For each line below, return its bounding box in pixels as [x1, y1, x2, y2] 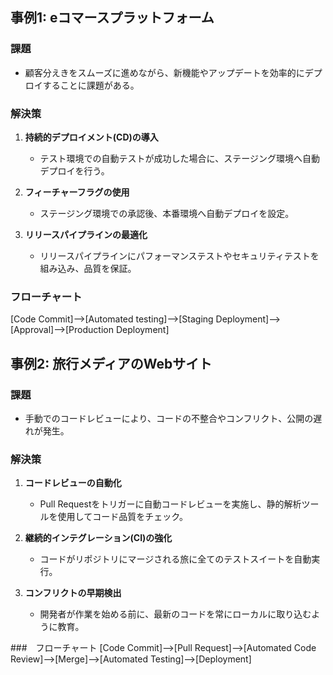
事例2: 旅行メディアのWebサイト [10, 355, 213, 372]
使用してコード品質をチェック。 [57, 511, 189, 523]
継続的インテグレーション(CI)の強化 [24, 532, 173, 544]
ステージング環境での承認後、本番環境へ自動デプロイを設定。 [39, 207, 295, 219]
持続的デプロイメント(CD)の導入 [24, 131, 159, 143]
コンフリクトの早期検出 [24, 587, 122, 599]
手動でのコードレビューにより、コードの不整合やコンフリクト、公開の [24, 412, 314, 424]
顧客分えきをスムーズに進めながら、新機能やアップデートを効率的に [24, 66, 305, 78]
